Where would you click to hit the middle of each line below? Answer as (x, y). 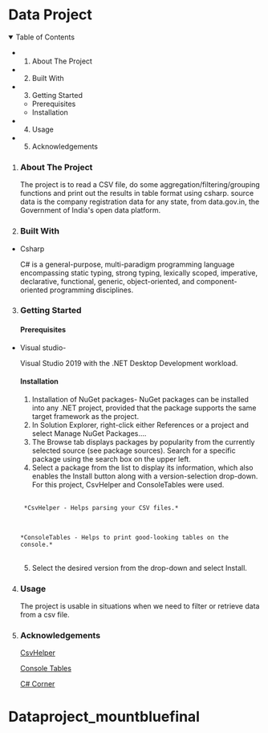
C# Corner (37, 684)
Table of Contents (45, 37)
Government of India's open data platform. (90, 210)
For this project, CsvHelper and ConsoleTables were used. (128, 484)
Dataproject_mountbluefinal (104, 717)
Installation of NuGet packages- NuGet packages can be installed (140, 399)
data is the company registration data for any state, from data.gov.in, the (140, 202)
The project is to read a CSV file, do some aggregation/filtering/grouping (140, 185)
